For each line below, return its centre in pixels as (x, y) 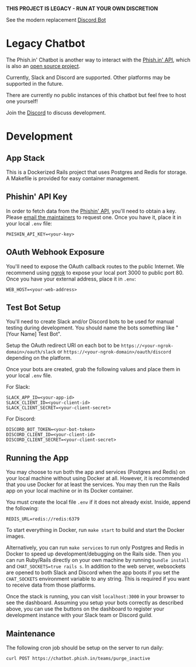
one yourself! (22, 101)
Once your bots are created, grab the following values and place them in (93, 369)
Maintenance (31, 634)
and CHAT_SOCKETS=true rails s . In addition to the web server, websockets (96, 567)
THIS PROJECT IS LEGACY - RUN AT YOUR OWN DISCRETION (82, 9)
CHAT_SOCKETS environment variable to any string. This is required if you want (98, 579)
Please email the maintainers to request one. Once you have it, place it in (94, 217)
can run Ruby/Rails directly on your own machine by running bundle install (98, 560)
